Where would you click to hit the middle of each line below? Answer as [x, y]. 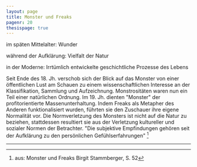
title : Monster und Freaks [39, 17]
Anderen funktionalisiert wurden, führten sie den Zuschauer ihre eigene [93, 110]
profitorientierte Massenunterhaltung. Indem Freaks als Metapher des [90, 104]
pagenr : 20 [19, 22]
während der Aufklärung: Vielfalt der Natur [57, 56]
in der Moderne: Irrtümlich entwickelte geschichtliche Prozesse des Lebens [97, 67]
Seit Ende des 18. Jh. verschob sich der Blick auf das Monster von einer [93, 79]
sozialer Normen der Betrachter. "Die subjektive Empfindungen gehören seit [98, 128]
